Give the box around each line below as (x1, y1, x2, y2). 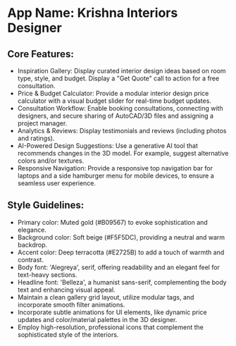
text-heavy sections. (17, 270, 77, 279)
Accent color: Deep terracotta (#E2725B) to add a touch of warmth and (17, 248, 225, 257)
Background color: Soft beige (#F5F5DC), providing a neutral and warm (17, 233, 225, 241)
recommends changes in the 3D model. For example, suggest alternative (17, 149, 229, 157)
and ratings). (17, 134, 55, 142)
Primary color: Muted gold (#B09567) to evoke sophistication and (17, 218, 208, 226)
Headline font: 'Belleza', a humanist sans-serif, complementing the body (17, 278, 227, 286)
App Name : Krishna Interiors (7, 5, 178, 21)
